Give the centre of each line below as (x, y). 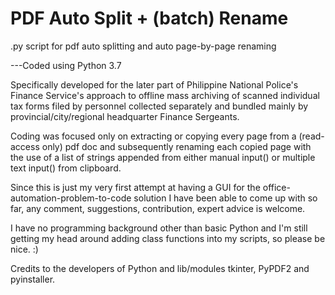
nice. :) (24, 249)
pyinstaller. (33, 279)
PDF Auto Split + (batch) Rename (149, 18)
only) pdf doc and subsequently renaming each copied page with (176, 146)
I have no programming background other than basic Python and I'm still (159, 228)
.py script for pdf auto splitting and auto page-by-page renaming (143, 46)
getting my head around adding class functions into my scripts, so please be (168, 238)
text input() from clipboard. (66, 168)
